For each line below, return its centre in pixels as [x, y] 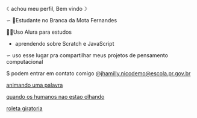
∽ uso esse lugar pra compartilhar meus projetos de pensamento [87, 55]
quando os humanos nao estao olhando [55, 97]
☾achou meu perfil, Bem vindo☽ [47, 9]
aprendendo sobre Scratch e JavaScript [64, 44]
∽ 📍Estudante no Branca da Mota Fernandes [62, 20]
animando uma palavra [35, 85]
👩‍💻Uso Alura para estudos [39, 32]
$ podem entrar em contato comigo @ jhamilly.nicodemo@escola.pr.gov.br [98, 73]
